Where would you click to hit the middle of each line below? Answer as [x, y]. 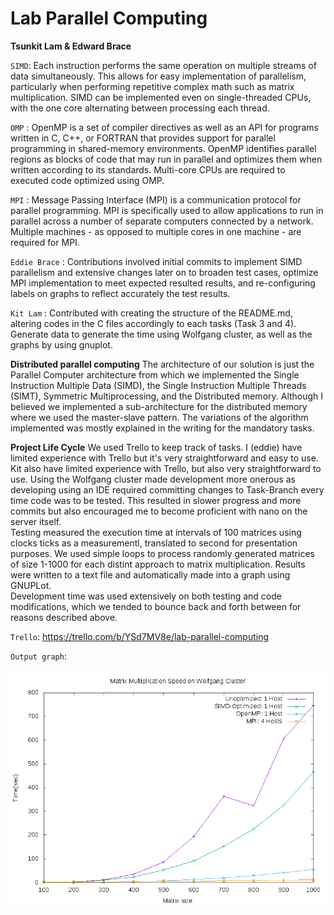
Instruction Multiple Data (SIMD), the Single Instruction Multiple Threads [158, 385]
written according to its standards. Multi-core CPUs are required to [148, 169]
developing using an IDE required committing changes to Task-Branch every [167, 489]
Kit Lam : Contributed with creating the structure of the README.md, [151, 313]
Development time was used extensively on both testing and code [146, 596]
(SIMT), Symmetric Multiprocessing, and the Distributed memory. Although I [167, 396]
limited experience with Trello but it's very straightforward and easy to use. [164, 458]
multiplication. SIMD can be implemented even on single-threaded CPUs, [161, 97]
